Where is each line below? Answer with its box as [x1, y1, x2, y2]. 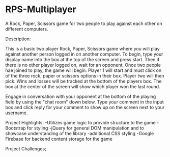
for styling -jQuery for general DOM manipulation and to [27, 125, 144, 131]
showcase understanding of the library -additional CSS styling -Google [5, 130, 154, 136]
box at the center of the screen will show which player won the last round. [5, 83, 160, 90]
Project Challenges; [5, 145, 47, 151]
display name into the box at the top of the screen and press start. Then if [5, 56, 160, 62]
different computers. [5, 25, 48, 32]
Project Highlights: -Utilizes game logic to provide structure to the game [5, 119, 156, 125]
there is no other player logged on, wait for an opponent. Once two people [5, 62, 161, 68]
